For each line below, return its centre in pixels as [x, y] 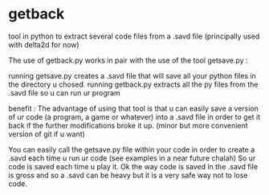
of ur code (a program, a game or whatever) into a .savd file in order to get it [134, 116]
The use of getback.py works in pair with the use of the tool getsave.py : [128, 60]
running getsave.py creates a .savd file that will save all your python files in [132, 75]
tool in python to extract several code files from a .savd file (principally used [134, 36]
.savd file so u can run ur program [64, 92]
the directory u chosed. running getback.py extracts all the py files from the [133, 84]
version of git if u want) [47, 134]
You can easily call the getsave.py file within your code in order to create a [132, 149]
